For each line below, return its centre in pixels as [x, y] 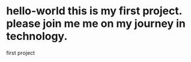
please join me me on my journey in [96, 24]
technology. [37, 36]
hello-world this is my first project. [94, 11]
